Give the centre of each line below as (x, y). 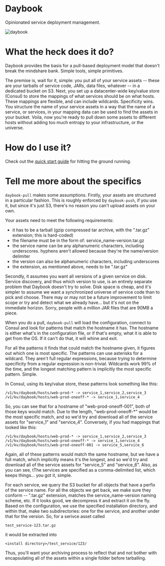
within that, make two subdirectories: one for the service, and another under (82, 511)
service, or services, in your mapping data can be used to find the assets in (82, 112)
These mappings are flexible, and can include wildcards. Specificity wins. (80, 101)
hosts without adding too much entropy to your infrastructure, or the (74, 122)
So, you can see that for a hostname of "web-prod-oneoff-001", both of (78, 406)
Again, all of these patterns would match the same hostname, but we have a (82, 454)
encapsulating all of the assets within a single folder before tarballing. (76, 558)
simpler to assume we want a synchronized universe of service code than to (82, 292)
